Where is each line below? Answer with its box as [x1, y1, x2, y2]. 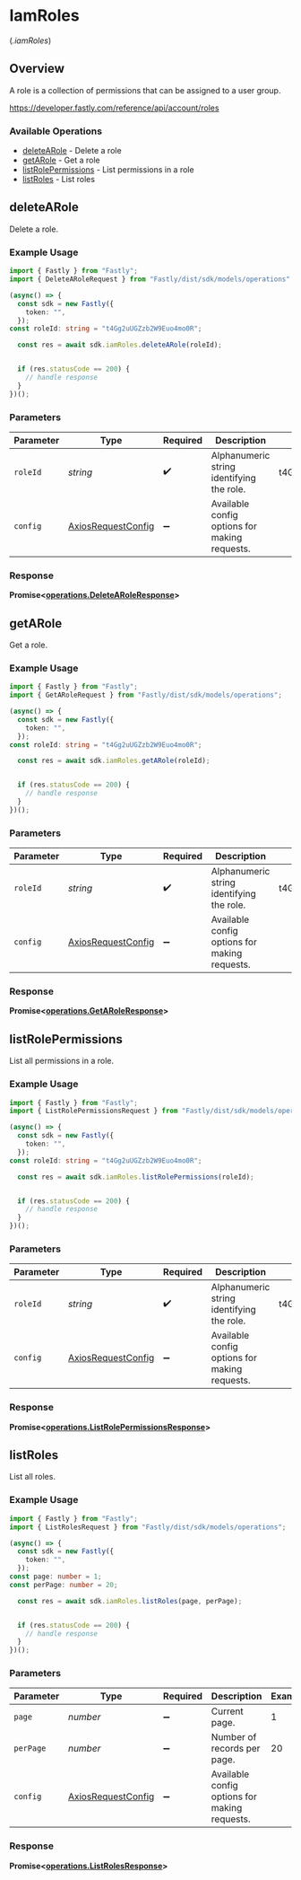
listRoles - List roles [21, 174, 96, 185]
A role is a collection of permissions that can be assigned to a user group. [9, 84, 281, 95]
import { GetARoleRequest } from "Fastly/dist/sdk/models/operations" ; [9, 690, 282, 700]
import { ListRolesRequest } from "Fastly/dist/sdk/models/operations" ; [9, 1523, 287, 1532]
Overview [9, 61, 65, 76]
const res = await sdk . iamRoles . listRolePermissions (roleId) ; [17, 1173, 254, 1182]
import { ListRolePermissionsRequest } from [9, 1106, 178, 1116]
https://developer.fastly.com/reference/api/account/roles [9, 102, 219, 113]
